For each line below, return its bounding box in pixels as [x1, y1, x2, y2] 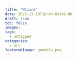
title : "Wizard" [5, 7, 38, 12]
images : [5, 25, 21, 30]
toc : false [5, 20, 27, 26]
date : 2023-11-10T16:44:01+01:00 [5, 12, 73, 16]
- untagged [9, 34, 31, 39]
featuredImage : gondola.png [5, 47, 62, 52]
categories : [5, 39, 29, 44]
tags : [5, 30, 16, 34]
